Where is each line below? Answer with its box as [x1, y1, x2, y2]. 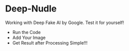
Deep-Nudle [5, 3, 57, 14]
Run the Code [12, 29, 41, 35]
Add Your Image [12, 34, 46, 40]
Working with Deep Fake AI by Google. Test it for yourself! [5, 19, 125, 25]
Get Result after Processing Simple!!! [12, 39, 88, 45]
